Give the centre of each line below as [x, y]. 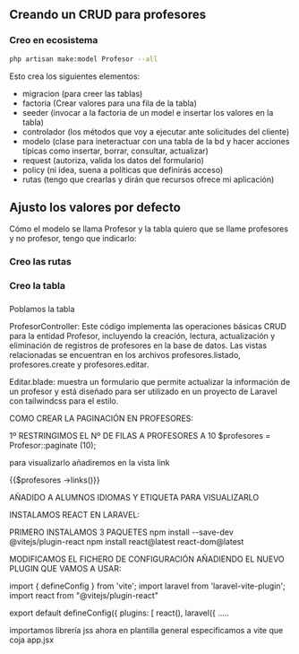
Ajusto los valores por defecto [95, 207]
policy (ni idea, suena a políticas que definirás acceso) [123, 170]
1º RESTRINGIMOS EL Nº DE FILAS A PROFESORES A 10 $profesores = [140, 436]
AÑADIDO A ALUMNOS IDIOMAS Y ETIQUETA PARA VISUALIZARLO [134, 498]
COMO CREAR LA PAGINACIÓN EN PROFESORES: [102, 419]
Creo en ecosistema [54, 40]
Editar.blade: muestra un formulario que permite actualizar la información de [150, 382]
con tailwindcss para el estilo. [64, 401]
